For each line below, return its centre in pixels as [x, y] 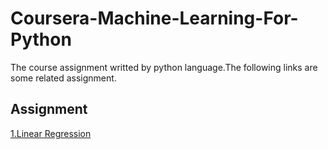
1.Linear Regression [51, 133]
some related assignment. [63, 78]
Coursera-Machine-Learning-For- [154, 18]
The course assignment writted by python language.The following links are [164, 67]
